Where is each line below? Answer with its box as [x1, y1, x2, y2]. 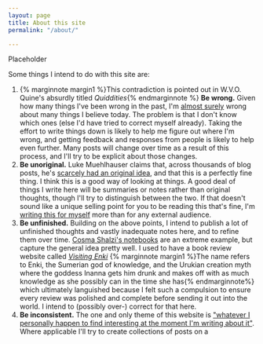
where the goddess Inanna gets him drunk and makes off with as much [19, 269, 250, 278]
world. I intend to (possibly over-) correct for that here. [19, 302, 197, 311]
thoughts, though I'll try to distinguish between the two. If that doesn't [19, 193, 246, 203]
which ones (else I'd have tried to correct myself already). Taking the [19, 119, 243, 128]
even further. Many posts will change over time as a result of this [19, 143, 229, 153]
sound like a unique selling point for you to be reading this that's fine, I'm [19, 202, 255, 211]
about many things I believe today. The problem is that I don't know [19, 110, 237, 119]
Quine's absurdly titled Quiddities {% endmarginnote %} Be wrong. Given [19, 93, 256, 103]
